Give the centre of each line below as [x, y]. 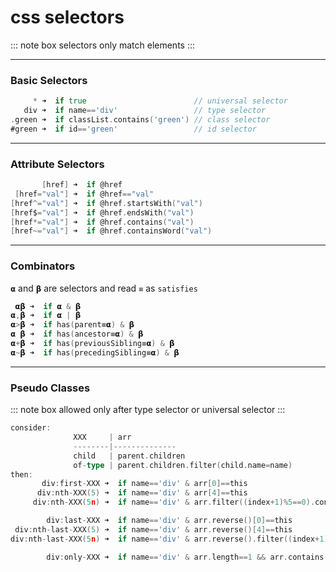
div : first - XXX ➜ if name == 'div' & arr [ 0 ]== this [144, 484]
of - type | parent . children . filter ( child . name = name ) [183, 465]
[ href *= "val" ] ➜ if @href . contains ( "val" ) [102, 222]
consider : [31, 428]
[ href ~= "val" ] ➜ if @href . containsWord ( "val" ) [111, 231]
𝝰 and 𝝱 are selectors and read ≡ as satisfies [104, 288]
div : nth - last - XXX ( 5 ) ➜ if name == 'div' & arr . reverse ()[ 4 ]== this [153, 529]
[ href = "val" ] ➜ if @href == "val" [84, 194]
